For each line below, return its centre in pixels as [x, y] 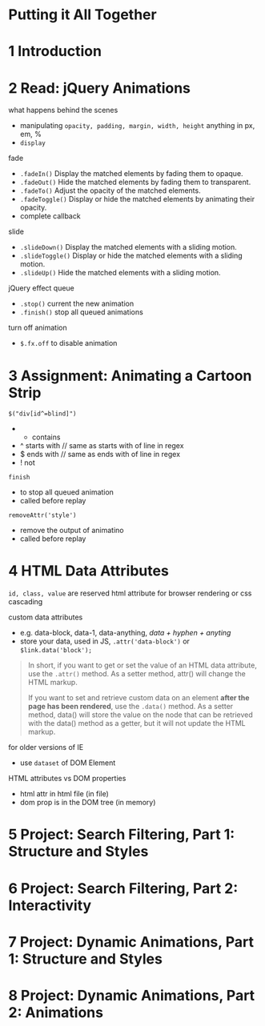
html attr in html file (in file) [64, 794]
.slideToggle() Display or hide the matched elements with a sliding [131, 256]
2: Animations [56, 1012]
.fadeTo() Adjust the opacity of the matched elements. [110, 190]
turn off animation [38, 328]
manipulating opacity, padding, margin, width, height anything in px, [137, 126]
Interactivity [50, 905]
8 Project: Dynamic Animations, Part [132, 995]
